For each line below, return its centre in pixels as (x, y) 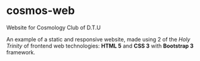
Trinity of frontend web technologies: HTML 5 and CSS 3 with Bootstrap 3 (100, 46)
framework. (21, 52)
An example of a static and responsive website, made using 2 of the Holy (98, 39)
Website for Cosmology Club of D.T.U (54, 27)
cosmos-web (41, 11)
